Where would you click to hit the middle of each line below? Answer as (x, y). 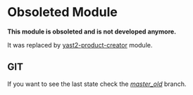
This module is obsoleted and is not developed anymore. (92, 31)
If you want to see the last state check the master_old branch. (97, 84)
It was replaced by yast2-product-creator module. (80, 45)
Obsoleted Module (62, 12)
